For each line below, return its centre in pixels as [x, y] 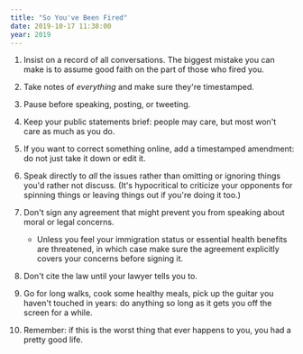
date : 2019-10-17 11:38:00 [61, 26]
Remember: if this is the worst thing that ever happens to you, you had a [157, 331]
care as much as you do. [69, 132]
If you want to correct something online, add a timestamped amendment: [159, 149]
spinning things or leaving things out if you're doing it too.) [132, 195]
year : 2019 [31, 34]
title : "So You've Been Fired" [69, 18]
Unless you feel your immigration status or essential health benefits [162, 240]
